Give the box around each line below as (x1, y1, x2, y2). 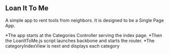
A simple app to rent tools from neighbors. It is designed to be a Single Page (5, 17, 164, 23)
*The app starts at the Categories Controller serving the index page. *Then (5, 32, 162, 38)
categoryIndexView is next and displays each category (5, 42, 120, 49)
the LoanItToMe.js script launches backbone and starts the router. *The (5, 37, 155, 43)
